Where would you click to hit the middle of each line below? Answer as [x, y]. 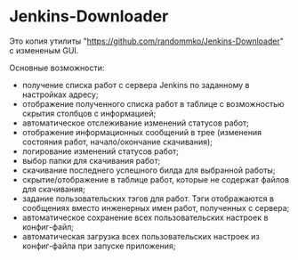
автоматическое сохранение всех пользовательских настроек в [145, 217]
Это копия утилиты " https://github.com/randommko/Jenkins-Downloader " [147, 41]
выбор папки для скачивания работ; [91, 160]
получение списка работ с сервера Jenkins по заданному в [136, 85]
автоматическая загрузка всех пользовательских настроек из [141, 236]
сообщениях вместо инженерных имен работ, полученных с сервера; [156, 207]
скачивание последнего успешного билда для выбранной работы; [149, 170]
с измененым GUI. [44, 50]
